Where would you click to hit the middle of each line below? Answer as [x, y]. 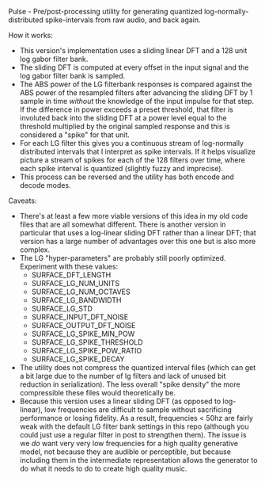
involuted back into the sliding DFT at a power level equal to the [123, 118]
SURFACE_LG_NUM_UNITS [76, 283]
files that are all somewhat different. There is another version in [123, 224]
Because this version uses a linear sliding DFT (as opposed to [120, 401]
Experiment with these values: [69, 266]
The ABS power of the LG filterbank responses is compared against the [136, 84]
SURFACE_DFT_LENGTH [71, 275]
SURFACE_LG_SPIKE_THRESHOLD [87, 342]
